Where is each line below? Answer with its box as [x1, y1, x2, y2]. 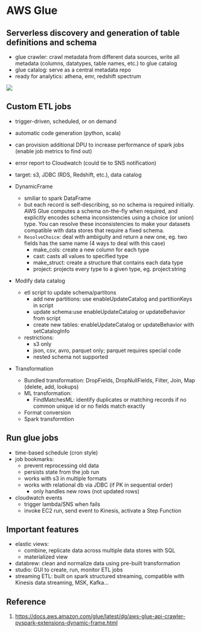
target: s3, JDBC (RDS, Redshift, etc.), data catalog [14, 171, 142, 178]
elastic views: [14, 541, 49, 548]
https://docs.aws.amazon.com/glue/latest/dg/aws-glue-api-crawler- [14, 613, 186, 620]
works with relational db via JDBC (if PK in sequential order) [24, 481, 173, 488]
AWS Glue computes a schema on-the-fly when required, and [24, 207, 178, 215]
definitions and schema [6, 37, 97, 47]
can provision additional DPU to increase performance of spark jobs [14, 141, 184, 148]
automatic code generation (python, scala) [14, 129, 121, 136]
